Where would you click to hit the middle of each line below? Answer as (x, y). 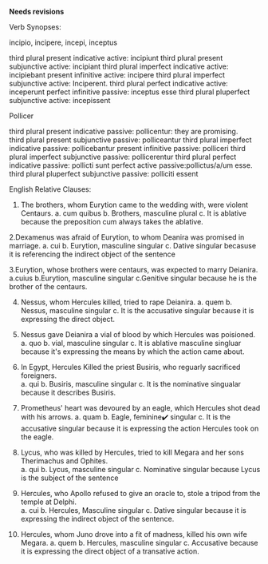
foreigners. (39, 375)
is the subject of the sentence (69, 478)
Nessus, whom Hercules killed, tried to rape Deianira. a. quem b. (126, 302)
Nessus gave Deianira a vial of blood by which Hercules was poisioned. (138, 334)
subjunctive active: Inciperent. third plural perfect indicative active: (118, 83)
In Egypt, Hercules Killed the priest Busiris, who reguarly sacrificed (130, 367)
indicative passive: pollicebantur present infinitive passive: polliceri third (127, 148)
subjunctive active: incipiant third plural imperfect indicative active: (119, 66)
